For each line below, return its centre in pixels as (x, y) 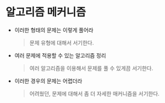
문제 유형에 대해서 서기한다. (61, 43)
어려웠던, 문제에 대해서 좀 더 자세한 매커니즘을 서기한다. (95, 93)
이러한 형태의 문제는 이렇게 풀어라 (54, 30)
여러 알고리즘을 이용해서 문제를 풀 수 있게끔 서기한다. (91, 68)
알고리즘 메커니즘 (46, 12)
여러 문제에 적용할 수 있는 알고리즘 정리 (60, 55)
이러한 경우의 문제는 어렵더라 (48, 81)
